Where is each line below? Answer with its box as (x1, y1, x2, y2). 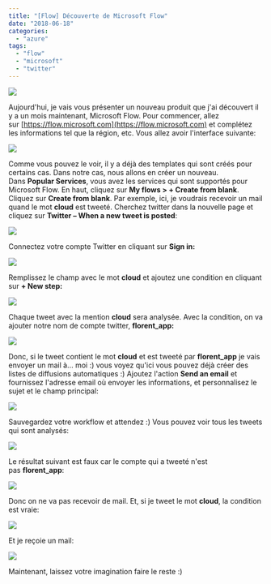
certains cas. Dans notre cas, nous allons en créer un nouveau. (8, 167, 219, 177)
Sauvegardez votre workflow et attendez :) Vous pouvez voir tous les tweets (8, 417, 263, 427)
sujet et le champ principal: (8, 386, 99, 396)
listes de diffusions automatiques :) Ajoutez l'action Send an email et (8, 368, 237, 378)
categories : (8, 27, 49, 35)
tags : (8, 42, 27, 50)
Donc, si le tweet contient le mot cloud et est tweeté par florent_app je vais (8, 351, 260, 361)
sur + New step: (8, 281, 63, 290)
